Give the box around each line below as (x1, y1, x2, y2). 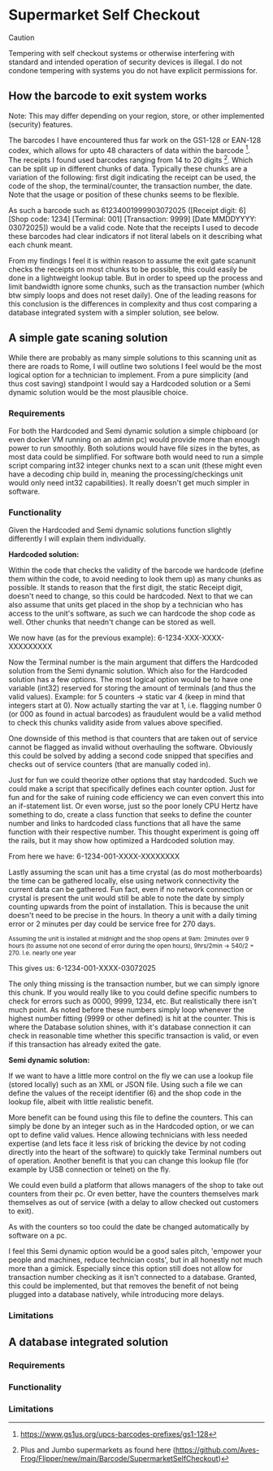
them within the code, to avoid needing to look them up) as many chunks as (8, 574, 262, 584)
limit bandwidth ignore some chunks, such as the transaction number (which (8, 282, 265, 292)
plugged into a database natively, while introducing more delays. (8, 1290, 225, 1299)
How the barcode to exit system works (8, 89, 207, 103)
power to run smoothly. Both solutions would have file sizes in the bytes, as (8, 443, 260, 453)
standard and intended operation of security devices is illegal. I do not (8, 57, 243, 67)
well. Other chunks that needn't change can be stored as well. (8, 617, 216, 627)
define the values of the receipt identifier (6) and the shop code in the (8, 1088, 242, 1099)
